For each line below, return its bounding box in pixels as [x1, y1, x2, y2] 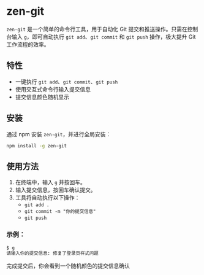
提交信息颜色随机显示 [15, 93, 69, 101]
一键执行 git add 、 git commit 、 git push [15, 78, 118, 85]
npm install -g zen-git [6, 142, 67, 149]
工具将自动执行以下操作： [15, 194, 80, 201]
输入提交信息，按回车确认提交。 [15, 186, 96, 194]
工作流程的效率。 [6, 41, 50, 48]
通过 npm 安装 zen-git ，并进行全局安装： [6, 130, 111, 137]
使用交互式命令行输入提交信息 [15, 85, 91, 93]
